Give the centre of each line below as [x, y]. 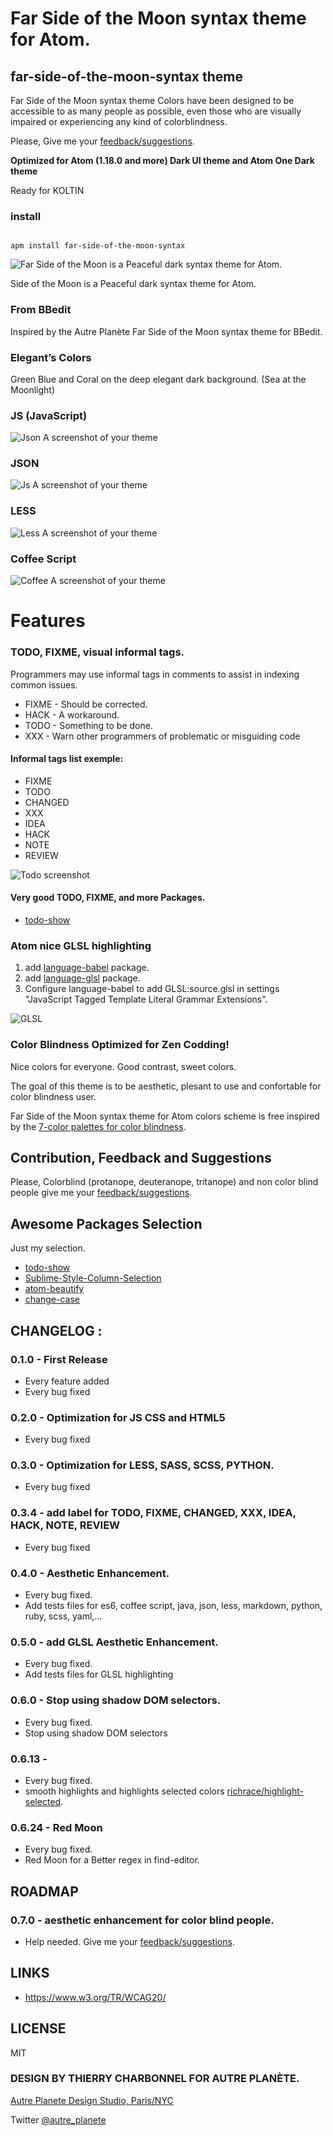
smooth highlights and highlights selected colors [124, 1791]
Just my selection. [48, 1248]
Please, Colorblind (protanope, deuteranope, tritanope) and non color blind [164, 1182]
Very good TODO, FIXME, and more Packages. [108, 898]
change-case [52, 1299]
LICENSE [38, 2028]
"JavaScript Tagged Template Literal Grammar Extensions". [146, 999]
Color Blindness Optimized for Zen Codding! [120, 1045]
